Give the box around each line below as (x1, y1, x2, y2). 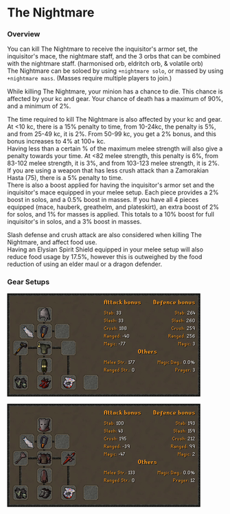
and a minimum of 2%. (7, 102, 71, 111)
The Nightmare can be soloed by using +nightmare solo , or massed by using (7, 67, 224, 75)
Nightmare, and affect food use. (7, 238, 97, 247)
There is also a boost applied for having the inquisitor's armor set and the (7, 181, 215, 190)
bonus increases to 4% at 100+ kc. (7, 137, 106, 146)
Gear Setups (7, 277, 50, 287)
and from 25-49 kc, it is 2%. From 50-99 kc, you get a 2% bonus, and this (7, 130, 216, 138)
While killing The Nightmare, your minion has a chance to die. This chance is (7, 87, 223, 96)
